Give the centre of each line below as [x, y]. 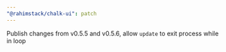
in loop [16, 41]
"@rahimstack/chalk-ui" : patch [52, 14]
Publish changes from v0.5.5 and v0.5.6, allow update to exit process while [113, 33]
